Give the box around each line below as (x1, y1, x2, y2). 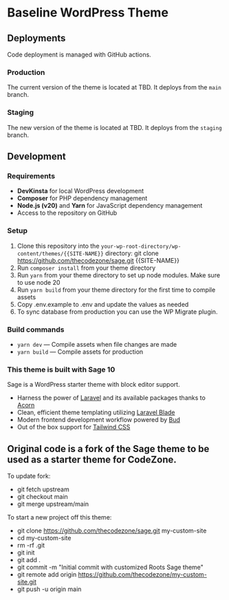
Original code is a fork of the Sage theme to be (7, 442, 210, 455)
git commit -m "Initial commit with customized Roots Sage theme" (17, 563, 204, 571)
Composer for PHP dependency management (17, 194, 148, 202)
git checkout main (17, 492, 69, 500)
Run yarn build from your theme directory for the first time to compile (17, 286, 216, 294)
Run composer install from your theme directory (17, 264, 156, 272)
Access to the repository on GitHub (17, 208, 118, 217)
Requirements (7, 171, 56, 180)
